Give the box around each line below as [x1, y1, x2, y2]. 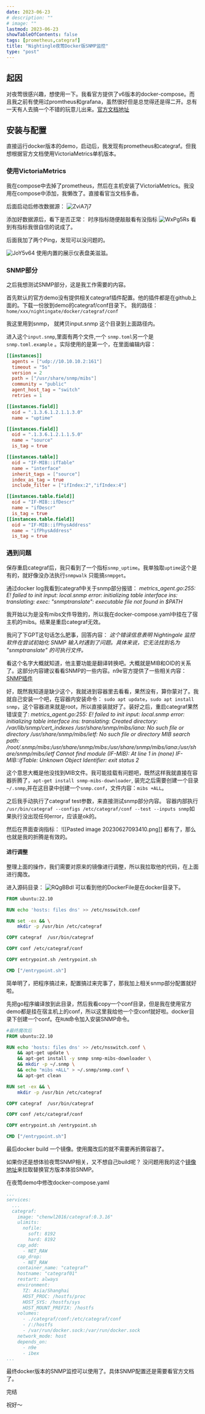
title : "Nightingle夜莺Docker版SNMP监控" [6, 43, 109, 49]
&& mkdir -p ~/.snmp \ [17, 1061, 75, 1068]
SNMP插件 [6, 675, 34, 682]
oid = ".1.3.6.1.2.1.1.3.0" [12, 409, 84, 416]
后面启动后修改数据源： [6, 202, 65, 210]
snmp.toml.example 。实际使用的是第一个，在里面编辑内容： [6, 340, 156, 348]
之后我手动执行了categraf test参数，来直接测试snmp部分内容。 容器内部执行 [6, 797, 198, 804]
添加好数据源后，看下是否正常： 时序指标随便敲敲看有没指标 [6, 215, 157, 223]
